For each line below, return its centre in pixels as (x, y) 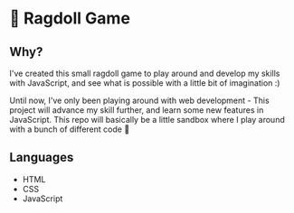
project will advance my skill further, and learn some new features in (137, 110)
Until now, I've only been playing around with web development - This (139, 100)
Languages (42, 157)
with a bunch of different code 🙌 (70, 129)
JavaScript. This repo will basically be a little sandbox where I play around (147, 120)
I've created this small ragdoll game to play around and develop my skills (145, 73)
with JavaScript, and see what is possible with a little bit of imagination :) (145, 83)
